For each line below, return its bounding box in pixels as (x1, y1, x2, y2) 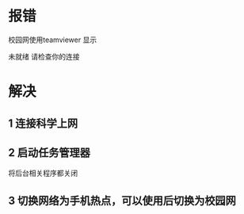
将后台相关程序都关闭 (8, 168, 78, 178)
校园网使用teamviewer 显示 (8, 35, 97, 44)
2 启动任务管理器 (8, 146, 91, 159)
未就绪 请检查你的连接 (8, 52, 80, 61)
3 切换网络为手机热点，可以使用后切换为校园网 (8, 193, 236, 207)
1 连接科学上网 (8, 117, 78, 130)
